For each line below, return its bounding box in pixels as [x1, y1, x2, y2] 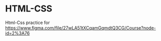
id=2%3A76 [5, 30, 30, 36]
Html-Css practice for [5, 19, 50, 25]
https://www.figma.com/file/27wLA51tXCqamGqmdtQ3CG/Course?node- [5, 24, 156, 30]
